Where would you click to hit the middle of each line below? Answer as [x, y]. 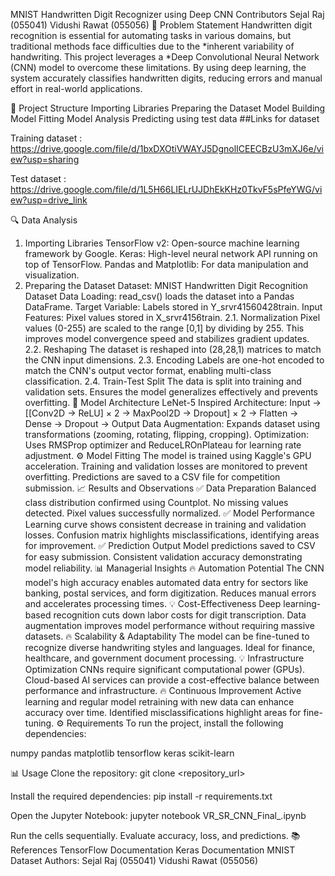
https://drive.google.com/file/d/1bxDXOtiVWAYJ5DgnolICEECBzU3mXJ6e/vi [167, 148]
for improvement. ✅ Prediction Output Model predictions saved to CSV [170, 545]
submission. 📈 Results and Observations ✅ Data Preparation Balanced [170, 488]
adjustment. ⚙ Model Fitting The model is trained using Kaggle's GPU [168, 455]
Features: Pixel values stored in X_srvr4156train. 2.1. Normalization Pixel [172, 317]
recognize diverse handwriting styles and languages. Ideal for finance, [170, 647]
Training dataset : [46, 138]
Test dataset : [38, 178]
